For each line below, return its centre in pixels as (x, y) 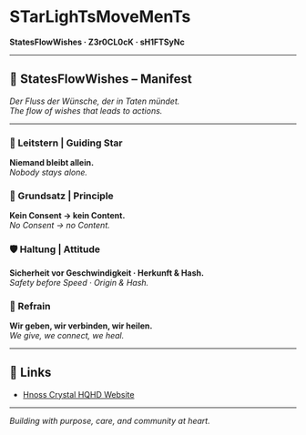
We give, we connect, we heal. (67, 335)
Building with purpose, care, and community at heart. (110, 420)
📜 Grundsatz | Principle (61, 196)
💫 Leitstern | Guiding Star (66, 143)
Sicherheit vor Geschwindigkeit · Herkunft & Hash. (107, 273)
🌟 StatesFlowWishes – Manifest (101, 79)
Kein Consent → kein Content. (67, 216)
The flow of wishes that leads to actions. (86, 110)
